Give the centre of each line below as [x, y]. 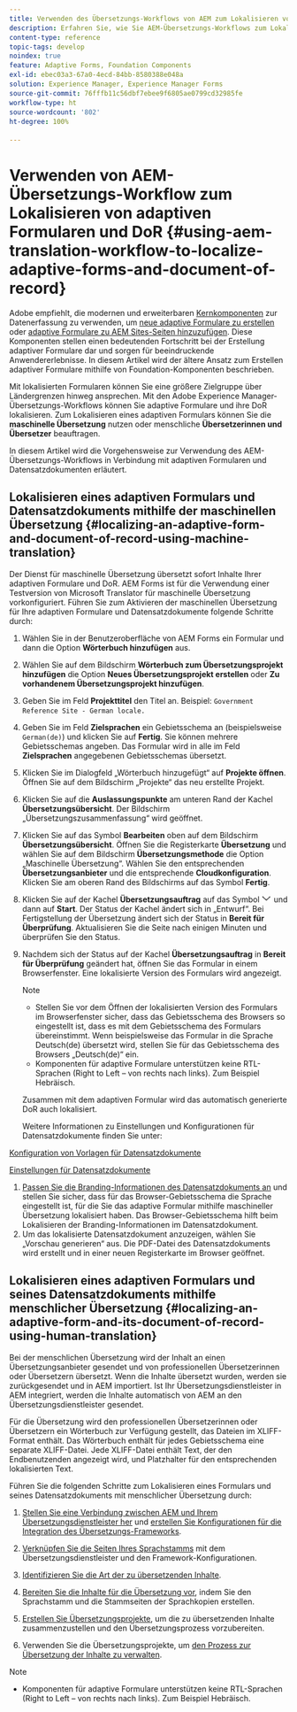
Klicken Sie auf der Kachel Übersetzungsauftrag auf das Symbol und [155, 899]
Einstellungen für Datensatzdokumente [80, 1169]
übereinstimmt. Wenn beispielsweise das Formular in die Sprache [154, 1035]
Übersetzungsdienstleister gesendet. [76, 1404]
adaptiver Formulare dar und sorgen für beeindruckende [112, 351]
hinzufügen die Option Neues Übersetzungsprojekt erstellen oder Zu [151, 674]
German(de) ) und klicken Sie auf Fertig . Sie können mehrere [130, 736]
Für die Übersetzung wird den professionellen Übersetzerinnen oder [133, 1422]
